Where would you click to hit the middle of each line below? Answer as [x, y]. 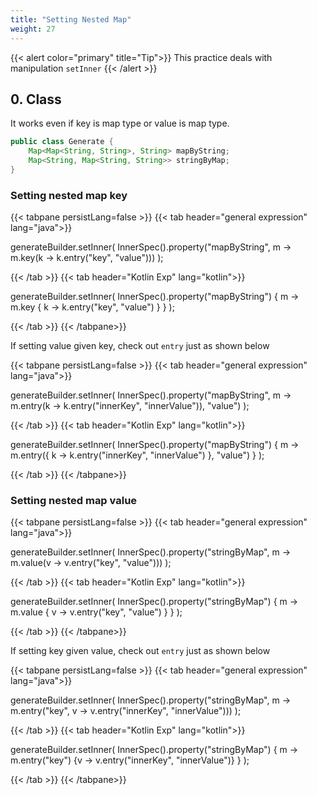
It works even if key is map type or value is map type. [120, 123]
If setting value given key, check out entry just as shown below [140, 346]
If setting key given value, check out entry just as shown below [140, 651]
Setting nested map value [74, 501]
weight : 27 [33, 29]
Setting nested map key [69, 195]
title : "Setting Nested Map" [71, 19]
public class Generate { [62, 142]
